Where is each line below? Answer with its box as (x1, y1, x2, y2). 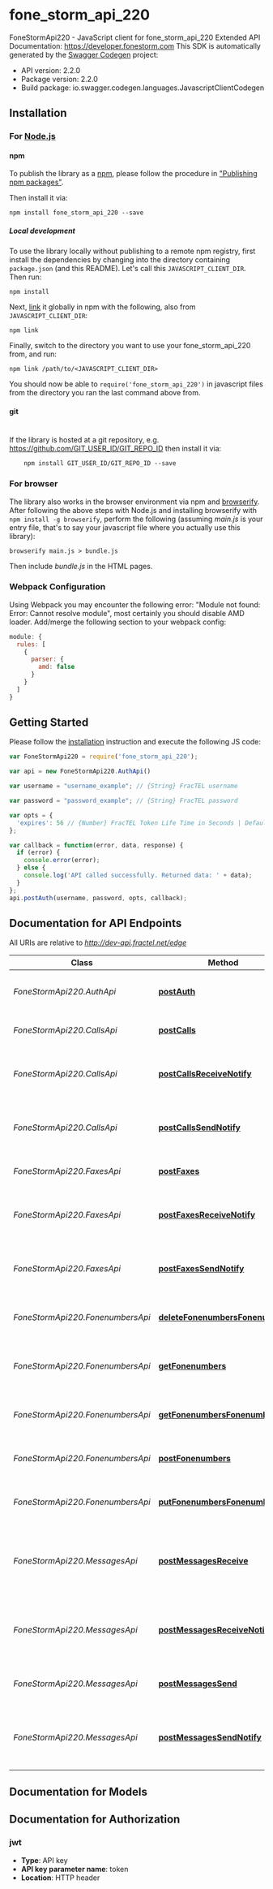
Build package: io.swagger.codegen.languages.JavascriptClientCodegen (20, 83, 265, 93)
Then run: (9, 272, 42, 282)
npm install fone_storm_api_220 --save (9, 209, 144, 217)
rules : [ (16, 640, 46, 649)
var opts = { (9, 811, 53, 819)
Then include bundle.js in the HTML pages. (9, 561, 153, 571)
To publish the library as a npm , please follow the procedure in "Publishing (9, 169, 258, 179)
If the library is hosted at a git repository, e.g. (9, 435, 160, 445)
